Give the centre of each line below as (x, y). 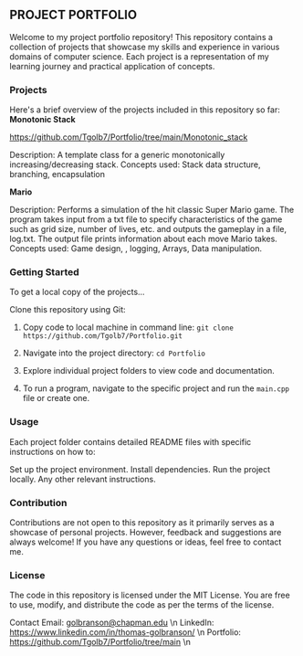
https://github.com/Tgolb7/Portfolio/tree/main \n (100, 642)
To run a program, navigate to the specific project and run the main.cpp (156, 388)
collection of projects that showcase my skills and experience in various (145, 47)
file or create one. (56, 398)
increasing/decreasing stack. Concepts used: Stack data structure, (135, 164)
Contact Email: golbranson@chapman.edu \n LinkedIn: (112, 623)
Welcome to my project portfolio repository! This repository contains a (141, 37)
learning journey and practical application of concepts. (112, 66)
